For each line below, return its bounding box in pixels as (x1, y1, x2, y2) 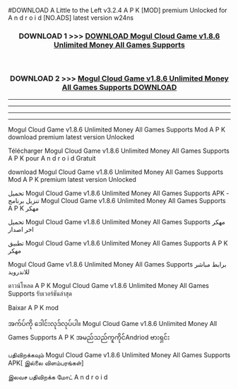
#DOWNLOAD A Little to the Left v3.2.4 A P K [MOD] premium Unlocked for (8, 6, 228, 14)
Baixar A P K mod (8, 303, 59, 312)
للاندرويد (8, 267, 30, 276)
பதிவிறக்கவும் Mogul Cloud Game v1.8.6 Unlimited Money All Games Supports (8, 350, 231, 359)
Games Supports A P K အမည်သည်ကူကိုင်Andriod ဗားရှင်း (8, 332, 170, 342)
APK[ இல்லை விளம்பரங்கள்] (8, 359, 84, 367)
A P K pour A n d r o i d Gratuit (8, 153, 96, 162)
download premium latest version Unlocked (8, 132, 135, 141)
